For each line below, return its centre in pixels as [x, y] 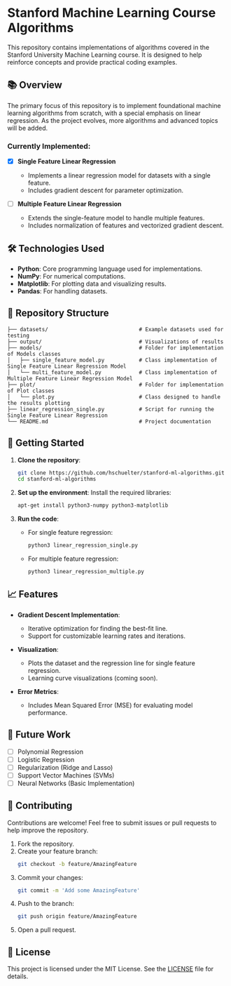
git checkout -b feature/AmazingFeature [77, 864]
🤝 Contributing [40, 806]
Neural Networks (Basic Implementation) [76, 783]
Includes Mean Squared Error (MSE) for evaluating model [110, 705]
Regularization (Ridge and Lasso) [65, 767]
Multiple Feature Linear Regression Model [70, 378]
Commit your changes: [50, 877]
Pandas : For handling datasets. [62, 291]
